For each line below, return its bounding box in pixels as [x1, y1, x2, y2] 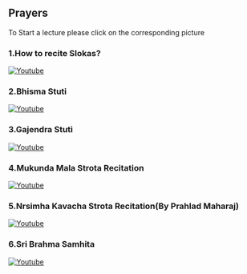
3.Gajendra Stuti [8, 124, 74, 135]
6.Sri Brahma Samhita [8, 239, 95, 250]
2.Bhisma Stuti [8, 86, 67, 97]
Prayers [8, 6, 48, 20]
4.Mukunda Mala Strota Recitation [8, 162, 144, 173]
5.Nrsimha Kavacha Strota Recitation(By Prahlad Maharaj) [8, 200, 239, 212]
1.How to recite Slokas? [8, 47, 102, 58]
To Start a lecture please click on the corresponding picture [8, 27, 205, 37]
